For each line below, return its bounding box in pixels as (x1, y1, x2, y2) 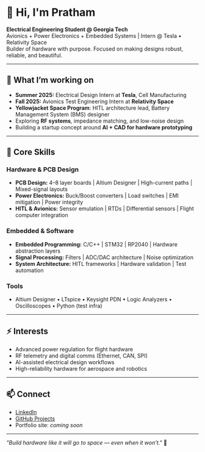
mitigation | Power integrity (15, 198, 84, 206)
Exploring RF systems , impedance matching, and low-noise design (15, 117, 184, 124)
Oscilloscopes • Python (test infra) (15, 302, 103, 310)
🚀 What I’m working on (6, 75, 94, 85)
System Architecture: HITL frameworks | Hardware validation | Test (15, 260, 187, 267)
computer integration (15, 212, 68, 219)
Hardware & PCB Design (6, 165, 79, 174)
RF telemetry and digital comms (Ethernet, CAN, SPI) (15, 352, 148, 359)
